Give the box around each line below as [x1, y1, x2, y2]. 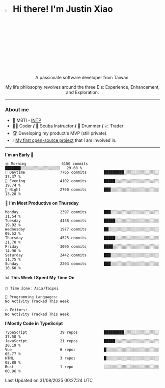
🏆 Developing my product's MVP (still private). [12, 130, 108, 136]
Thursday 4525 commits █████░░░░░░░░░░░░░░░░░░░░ [5, 235, 160, 241]
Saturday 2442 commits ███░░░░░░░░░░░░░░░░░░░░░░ [5, 253, 160, 258]
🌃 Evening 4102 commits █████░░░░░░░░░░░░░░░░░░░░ [5, 179, 160, 184]
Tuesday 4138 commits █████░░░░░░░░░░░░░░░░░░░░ [5, 218, 160, 224]
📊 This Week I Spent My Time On [5, 275, 75, 281]
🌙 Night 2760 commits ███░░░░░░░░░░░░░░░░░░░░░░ [5, 187, 160, 193]
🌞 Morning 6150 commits [5, 162, 88, 166]
